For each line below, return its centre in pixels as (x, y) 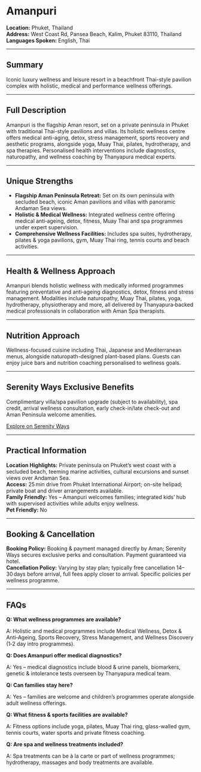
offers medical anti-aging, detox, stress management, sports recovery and (98, 137)
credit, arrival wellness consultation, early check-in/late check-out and (93, 408)
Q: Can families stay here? (39, 685)
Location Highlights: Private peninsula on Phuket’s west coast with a (91, 465)
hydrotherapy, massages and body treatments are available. (80, 762)
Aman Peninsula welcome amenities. (51, 414)
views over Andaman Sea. (38, 478)
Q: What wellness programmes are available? (64, 620)
